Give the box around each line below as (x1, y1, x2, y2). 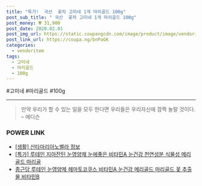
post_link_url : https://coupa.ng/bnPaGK (6, 37, 109, 43)
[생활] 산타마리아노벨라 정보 (14, 143, 81, 150)
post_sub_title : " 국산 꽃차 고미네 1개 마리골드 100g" (6, 14, 137, 20)
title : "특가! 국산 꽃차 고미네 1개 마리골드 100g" (6, 8, 126, 15)
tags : (6, 53, 20, 59)
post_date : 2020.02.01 (6, 25, 63, 32)
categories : (6, 43, 36, 49)
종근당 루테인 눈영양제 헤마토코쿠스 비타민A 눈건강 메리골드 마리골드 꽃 (14, 166, 182, 173)
